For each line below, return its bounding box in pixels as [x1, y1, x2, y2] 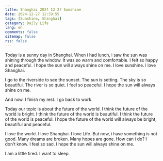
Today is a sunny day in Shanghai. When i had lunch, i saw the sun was [5, 52, 147, 58]
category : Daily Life [5, 20, 49, 26]
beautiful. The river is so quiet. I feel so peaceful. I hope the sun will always [5, 82, 155, 88]
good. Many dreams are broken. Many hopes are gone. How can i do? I [5, 136, 147, 142]
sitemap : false [5, 34, 36, 39]
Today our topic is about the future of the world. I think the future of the [5, 106, 148, 112]
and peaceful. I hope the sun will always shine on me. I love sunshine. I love [5, 62, 156, 68]
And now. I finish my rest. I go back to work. [5, 97, 93, 102]
